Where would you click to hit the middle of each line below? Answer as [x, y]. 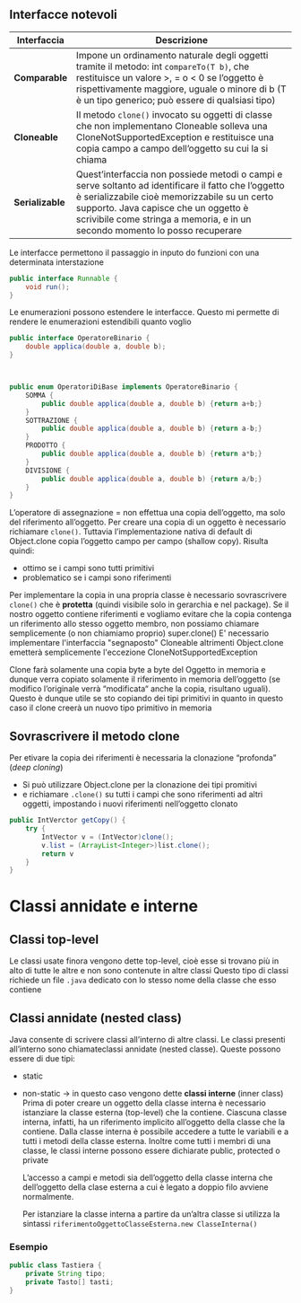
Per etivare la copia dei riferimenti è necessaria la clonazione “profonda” [143, 758]
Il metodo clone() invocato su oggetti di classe [174, 114]
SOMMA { [39, 395]
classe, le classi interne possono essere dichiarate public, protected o [151, 1151]
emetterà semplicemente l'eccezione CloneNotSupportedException [133, 652]
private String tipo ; [65, 1274]
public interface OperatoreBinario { [80, 339]
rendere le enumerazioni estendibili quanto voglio [100, 321]
